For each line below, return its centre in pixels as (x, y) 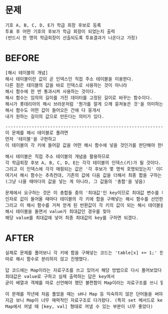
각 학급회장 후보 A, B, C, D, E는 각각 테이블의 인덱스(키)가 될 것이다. (83, 162)
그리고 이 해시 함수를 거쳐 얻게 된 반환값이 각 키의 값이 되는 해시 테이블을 (85, 205)
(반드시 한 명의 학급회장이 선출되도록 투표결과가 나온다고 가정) (71, 37)
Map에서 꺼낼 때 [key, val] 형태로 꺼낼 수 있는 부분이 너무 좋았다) (79, 306)
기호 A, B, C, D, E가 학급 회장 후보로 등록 (53, 25)
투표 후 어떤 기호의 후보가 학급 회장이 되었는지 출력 (60, 31)
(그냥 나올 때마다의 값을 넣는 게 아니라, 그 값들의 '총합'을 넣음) (75, 181)
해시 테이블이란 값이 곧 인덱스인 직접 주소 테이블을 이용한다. (69, 79)
